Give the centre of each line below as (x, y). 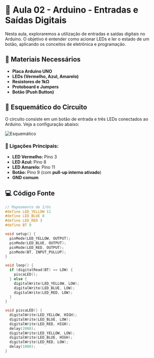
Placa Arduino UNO (32, 71)
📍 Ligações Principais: (32, 146)
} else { (18, 279)
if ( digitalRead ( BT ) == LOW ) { (41, 270)
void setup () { (20, 234)
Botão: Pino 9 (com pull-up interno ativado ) (57, 172)
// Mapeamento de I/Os (28, 207)
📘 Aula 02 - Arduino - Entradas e (72, 10)
